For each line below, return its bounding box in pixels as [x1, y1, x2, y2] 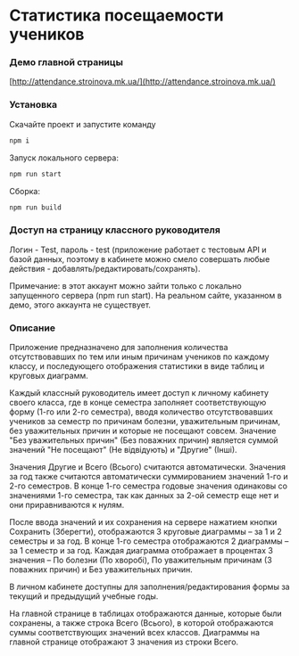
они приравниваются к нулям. [9, 500, 125, 510]
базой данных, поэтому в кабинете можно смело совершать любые [9, 253, 270, 264]
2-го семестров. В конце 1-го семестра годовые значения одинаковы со [9, 480, 288, 491]
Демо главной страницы [9, 56, 123, 69]
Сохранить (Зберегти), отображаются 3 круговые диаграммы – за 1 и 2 [9, 527, 283, 537]
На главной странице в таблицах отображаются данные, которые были [9, 608, 283, 619]
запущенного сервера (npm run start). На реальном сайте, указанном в [9, 290, 283, 300]
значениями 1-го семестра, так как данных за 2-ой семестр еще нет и [9, 490, 279, 500]
